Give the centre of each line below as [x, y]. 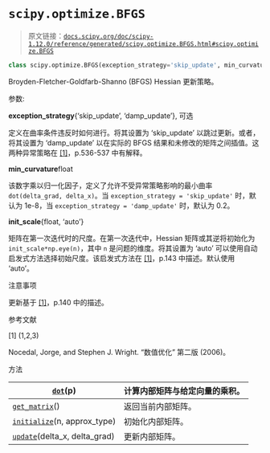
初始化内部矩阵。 [156, 422]
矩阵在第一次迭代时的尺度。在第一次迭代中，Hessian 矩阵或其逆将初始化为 [132, 238]
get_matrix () [36, 406]
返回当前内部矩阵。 [160, 406]
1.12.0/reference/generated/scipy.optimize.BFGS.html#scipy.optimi [143, 44]
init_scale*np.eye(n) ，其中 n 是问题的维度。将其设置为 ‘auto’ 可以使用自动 [133, 248]
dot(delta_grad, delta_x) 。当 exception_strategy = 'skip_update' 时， [129, 195]
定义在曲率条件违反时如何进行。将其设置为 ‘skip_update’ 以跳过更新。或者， [134, 133]
